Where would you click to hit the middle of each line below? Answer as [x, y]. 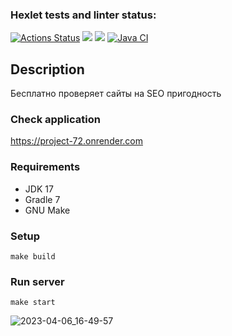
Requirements [45, 167]
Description [47, 69]
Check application [55, 120]
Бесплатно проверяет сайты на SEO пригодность [116, 94]
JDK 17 [39, 189]
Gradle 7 [42, 199]
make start [33, 303]
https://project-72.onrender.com [76, 141]
